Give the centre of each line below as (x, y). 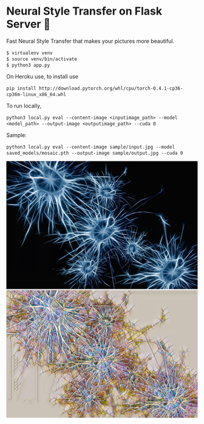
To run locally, (24, 105)
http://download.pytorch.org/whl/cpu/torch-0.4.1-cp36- (111, 88)
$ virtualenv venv (29, 53)
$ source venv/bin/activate (42, 59)
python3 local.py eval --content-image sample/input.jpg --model (90, 147)
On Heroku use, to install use (42, 76)
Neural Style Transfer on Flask (84, 11)
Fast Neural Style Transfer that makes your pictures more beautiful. (90, 41)
